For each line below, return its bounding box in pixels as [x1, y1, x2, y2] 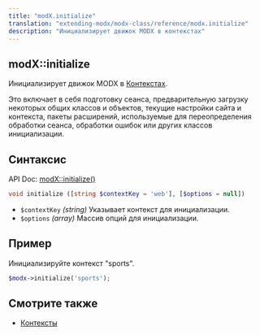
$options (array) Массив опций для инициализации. [19, 213, 199, 223]
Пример [8, 237, 52, 250]
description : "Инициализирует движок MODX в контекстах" [8, 27, 206, 35]
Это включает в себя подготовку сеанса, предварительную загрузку [8, 94, 249, 104]
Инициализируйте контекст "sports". [8, 258, 135, 268]
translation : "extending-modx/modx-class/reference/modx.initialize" [8, 20, 249, 28]
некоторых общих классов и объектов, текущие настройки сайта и [8, 103, 242, 113]
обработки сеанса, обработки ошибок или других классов [8, 120, 213, 130]
